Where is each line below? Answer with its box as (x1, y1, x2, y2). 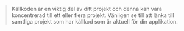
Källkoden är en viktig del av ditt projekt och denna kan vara (11, 5, 163, 12)
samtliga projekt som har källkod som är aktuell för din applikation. (11, 18, 178, 25)
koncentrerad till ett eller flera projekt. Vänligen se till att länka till (11, 12, 174, 19)
